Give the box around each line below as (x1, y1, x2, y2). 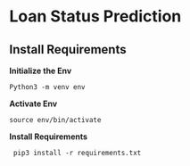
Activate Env (9, 98, 58, 109)
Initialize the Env (9, 65, 72, 76)
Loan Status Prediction (9, 6, 182, 27)
